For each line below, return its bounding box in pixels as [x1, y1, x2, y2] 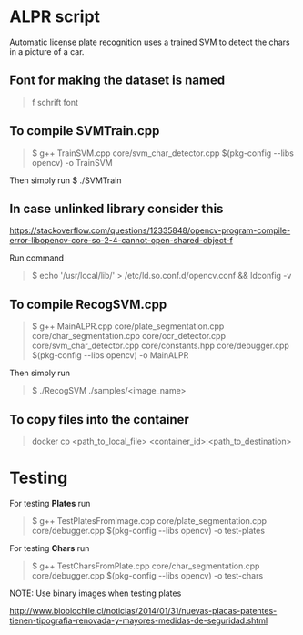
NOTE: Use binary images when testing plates [9, 588, 182, 599]
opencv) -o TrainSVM [31, 157, 113, 168]
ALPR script [9, 6, 101, 27]
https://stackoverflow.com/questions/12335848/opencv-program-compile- [9, 225, 291, 236]
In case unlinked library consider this [9, 200, 224, 216]
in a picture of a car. [9, 46, 85, 56]
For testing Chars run [9, 542, 90, 553]
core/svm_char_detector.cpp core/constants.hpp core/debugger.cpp [31, 340, 289, 352]
